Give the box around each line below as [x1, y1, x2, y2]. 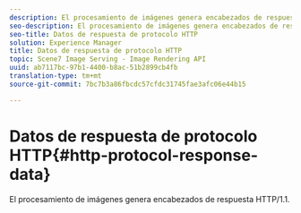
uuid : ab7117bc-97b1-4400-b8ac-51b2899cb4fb [9, 64, 178, 72]
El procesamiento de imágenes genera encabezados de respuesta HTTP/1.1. [9, 193, 290, 204]
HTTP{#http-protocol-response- [9, 145, 258, 166]
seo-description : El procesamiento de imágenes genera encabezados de [9, 21, 279, 30]
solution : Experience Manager [9, 38, 123, 47]
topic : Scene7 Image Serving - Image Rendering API [9, 55, 206, 64]
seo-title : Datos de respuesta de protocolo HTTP [9, 30, 199, 38]
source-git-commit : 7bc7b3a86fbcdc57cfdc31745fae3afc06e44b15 [9, 80, 246, 89]
